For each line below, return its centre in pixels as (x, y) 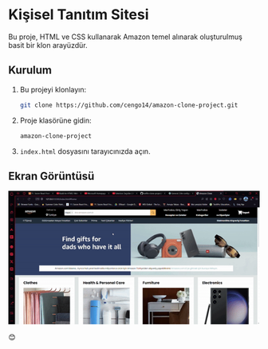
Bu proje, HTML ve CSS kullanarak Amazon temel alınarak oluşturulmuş (126, 37)
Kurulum (30, 71)
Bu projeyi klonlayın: (53, 89)
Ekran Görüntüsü (51, 176)
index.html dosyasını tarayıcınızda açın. (85, 151)
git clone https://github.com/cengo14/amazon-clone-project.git (129, 105)
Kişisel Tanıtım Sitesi (79, 15)
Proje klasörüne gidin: (55, 120)
